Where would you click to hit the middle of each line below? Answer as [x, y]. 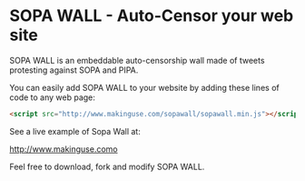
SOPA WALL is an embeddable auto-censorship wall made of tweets [137, 60]
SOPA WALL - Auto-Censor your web [152, 16]
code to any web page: [52, 97]
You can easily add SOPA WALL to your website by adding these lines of [144, 87]
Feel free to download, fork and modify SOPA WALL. [107, 166]
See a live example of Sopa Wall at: [75, 131]
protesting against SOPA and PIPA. [74, 70]
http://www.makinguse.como [64, 149]
